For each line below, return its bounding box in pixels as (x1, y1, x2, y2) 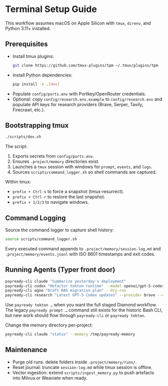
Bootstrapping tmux (5, 121, 69, 130)
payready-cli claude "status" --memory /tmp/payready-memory (5, 332, 135, 337)
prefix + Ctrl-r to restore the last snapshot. (12, 194, 105, 200)
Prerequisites (5, 40, 48, 49)
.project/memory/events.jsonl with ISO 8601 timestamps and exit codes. (5, 251, 156, 257)
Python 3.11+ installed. (5, 25, 51, 31)
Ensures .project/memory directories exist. (12, 159, 100, 165)
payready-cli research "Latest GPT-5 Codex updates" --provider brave (5, 293, 155, 298)
